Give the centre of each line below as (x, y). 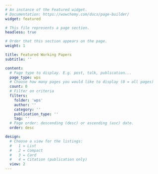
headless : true (21, 33)
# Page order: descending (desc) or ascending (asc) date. (72, 123)
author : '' (25, 105)
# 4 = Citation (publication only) (49, 160)
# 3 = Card (23, 155)
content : (14, 68)
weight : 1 (15, 46)
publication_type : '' (36, 114)
